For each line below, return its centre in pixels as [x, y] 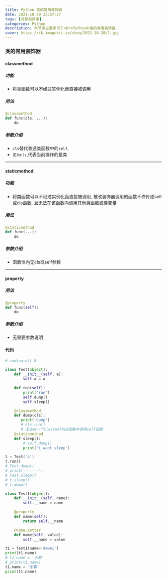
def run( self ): [30, 388]
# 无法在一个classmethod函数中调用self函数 [62, 430]
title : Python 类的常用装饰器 [34, 10]
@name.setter [28, 530]
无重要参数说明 [28, 337]
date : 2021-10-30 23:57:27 [33, 14]
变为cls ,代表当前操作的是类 [40, 154]
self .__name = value [44, 539]
